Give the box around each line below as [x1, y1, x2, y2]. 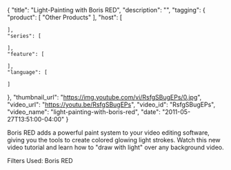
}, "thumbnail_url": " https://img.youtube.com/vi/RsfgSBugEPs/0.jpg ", [7, 93, 202, 101]
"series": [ [7, 32, 41, 39]
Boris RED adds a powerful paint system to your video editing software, [7, 129, 210, 137]
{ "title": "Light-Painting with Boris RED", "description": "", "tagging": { [7, 6, 205, 14]
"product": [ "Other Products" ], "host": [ [7, 13, 123, 21]
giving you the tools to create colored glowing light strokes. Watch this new [7, 136, 221, 144]
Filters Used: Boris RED [7, 157, 74, 164]
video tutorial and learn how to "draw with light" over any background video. [7, 143, 224, 151]
